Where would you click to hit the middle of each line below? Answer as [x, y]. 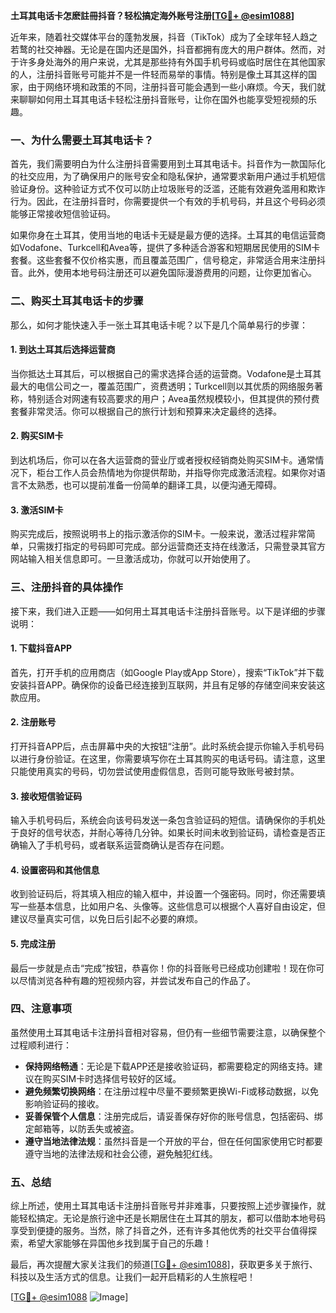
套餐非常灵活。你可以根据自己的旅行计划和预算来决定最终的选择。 [146, 411]
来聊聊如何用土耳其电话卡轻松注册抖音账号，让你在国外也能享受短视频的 [159, 99]
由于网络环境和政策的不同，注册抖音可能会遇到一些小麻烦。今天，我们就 [176, 87]
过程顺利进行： [41, 1045]
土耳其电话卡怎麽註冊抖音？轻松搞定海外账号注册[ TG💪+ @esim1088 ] [152, 15]
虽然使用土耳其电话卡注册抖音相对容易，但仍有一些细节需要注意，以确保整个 [168, 1032]
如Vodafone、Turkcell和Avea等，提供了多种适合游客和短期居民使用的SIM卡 [165, 248]
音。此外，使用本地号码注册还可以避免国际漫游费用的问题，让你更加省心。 [163, 273]
